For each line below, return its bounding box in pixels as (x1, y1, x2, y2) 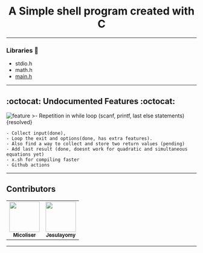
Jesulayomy (45, 231, 76, 238)
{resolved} (6, 119, 33, 126)
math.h (14, 67, 33, 74)
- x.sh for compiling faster (6, 157, 80, 163)
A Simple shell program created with (8, 4, 195, 18)
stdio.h (14, 60, 33, 67)
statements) (155, 112, 185, 119)
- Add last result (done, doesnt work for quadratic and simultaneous (6, 146, 188, 153)
